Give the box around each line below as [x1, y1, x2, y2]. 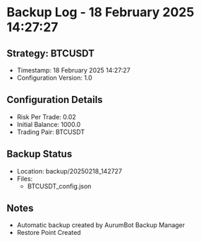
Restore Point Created [16, 229, 82, 237]
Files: [16, 174, 33, 183]
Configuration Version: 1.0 [16, 73, 92, 82]
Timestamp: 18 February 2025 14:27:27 [16, 66, 131, 74]
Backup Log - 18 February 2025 [6, 4, 195, 20]
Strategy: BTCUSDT [6, 47, 95, 59]
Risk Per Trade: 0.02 [16, 112, 77, 121]
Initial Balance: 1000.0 [16, 120, 81, 128]
